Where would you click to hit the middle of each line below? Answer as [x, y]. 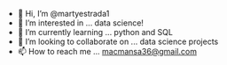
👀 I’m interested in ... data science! [81, 23]
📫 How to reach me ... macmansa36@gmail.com [107, 51]
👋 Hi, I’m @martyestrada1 [63, 14]
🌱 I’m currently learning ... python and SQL [95, 32]
